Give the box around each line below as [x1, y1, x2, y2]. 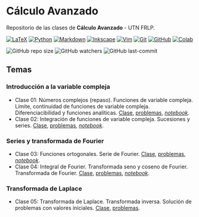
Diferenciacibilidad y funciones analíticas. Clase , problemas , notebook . [14, 109, 190, 116]
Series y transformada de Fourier [6, 137, 105, 145]
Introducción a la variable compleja [6, 83, 111, 91]
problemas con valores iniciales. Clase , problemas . [14, 204, 140, 212]
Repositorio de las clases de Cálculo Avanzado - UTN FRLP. [6, 24, 155, 31]
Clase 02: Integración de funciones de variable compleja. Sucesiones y [14, 115, 190, 122]
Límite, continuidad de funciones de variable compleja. [14, 103, 150, 110]
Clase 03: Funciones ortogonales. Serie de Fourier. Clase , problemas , [14, 150, 186, 157]
